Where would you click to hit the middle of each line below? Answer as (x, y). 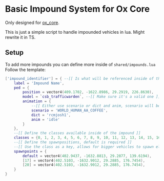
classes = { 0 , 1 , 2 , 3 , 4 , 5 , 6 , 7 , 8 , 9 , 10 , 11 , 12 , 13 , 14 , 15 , (84, 138)
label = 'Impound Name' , (39, 83)
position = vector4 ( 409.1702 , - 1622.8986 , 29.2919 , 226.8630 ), (88, 92)
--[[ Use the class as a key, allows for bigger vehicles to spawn (84, 147)
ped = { (21, 88)
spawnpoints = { (31, 151)
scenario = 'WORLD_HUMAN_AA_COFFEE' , (70, 110)
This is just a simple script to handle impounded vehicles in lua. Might (75, 32)
